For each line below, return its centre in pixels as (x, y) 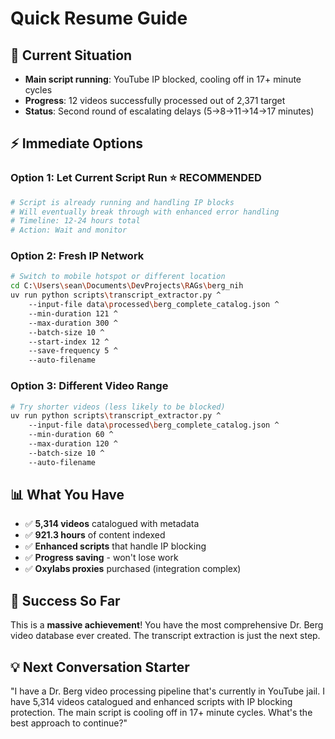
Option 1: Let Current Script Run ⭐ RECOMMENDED (136, 178)
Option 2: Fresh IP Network (77, 256)
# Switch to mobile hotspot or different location (118, 277)
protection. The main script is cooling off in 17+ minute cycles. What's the (161, 713)
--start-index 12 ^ (69, 342)
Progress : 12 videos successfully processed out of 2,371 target (155, 100)
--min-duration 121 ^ (73, 313)
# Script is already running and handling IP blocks (122, 202)
